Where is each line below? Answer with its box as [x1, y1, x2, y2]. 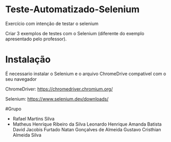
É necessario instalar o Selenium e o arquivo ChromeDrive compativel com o [5, 70, 166, 77]
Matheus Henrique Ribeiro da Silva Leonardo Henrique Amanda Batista [12, 121, 162, 127]
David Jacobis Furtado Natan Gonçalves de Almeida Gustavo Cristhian [12, 126, 161, 132]
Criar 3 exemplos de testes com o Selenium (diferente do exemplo [5, 30, 144, 36]
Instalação [5, 54, 51, 65]
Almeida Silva [12, 132, 42, 138]
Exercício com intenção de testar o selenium [5, 20, 99, 27]
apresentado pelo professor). [5, 36, 67, 42]
